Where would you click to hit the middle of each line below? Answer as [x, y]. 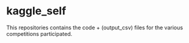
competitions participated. [39, 33]
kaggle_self [36, 11]
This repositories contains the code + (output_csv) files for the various [95, 27]
